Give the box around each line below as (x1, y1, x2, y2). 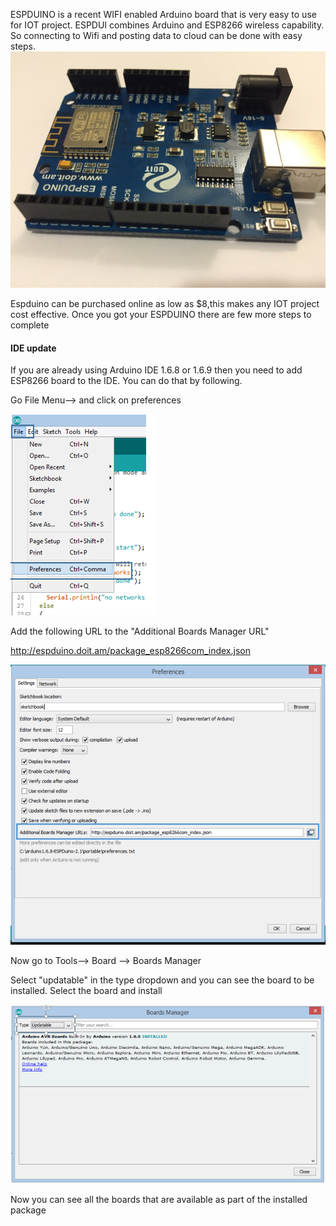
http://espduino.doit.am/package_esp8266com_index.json (10, 645, 251, 657)
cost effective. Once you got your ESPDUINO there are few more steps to (10, 309, 312, 320)
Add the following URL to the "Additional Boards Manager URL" (10, 625, 270, 638)
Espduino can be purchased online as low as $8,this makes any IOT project (10, 298, 320, 309)
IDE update (10, 342, 57, 354)
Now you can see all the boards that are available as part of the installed (10, 1193, 308, 1205)
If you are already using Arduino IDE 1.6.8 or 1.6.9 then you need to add (10, 364, 303, 376)
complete (10, 319, 50, 331)
